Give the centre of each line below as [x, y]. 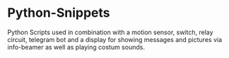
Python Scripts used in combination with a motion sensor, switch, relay [110, 32]
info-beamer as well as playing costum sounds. [76, 47]
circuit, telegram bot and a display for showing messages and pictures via [115, 39]
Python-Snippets [59, 13]
